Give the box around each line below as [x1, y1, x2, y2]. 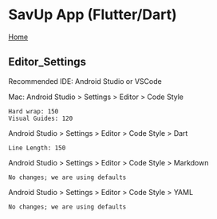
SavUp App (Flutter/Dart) [8, 6, 177, 24]
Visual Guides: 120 [8, 114, 73, 122]
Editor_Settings [8, 55, 86, 69]
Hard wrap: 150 [8, 107, 59, 115]
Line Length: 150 [8, 144, 66, 152]
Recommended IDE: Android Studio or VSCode [8, 76, 162, 86]
